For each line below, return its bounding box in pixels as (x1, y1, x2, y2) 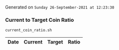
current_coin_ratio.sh (5, 28, 52, 33)
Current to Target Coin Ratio (5, 16, 74, 23)
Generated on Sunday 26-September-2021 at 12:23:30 (5, 4, 115, 10)
